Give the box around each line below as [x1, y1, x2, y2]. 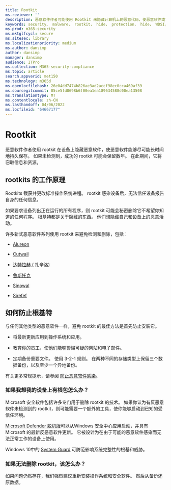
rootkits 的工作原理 [5, 175, 66, 184]
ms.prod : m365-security [5, 27, 56, 32]
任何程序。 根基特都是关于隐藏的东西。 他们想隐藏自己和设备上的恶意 [14, 214, 159, 220]
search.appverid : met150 [5, 74, 58, 79]
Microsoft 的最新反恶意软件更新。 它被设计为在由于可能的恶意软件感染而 [5, 429, 157, 435]
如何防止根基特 [5, 308, 52, 317]
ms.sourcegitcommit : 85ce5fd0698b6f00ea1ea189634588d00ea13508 [5, 88, 142, 93]
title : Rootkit [5, 7, 38, 13]
